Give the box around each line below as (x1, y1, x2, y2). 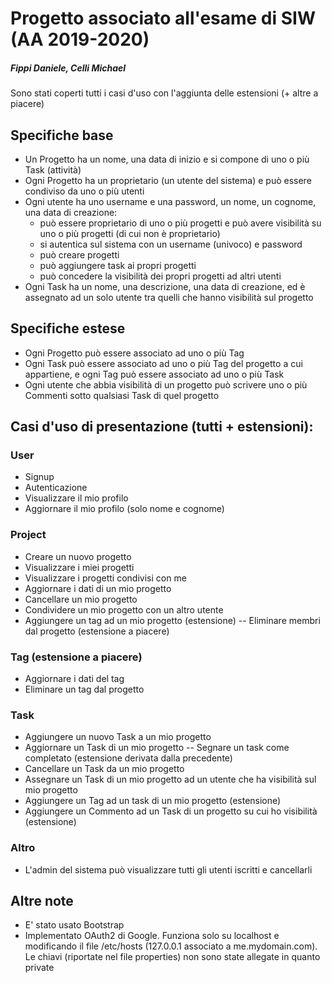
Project (10, 528, 47, 542)
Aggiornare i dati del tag (24, 673, 125, 685)
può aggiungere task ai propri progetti (39, 259, 197, 271)
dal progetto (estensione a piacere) (24, 625, 170, 637)
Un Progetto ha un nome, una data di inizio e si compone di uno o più (24, 153, 310, 165)
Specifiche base (10, 127, 114, 144)
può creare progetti (39, 248, 120, 261)
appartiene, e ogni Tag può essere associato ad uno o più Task (24, 368, 285, 380)
